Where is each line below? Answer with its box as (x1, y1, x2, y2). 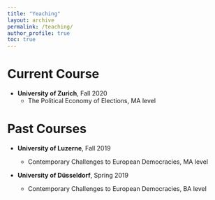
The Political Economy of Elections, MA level (27, 97, 156, 105)
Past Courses (7, 121, 87, 137)
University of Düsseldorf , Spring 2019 (17, 171, 129, 179)
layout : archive (7, 17, 54, 24)
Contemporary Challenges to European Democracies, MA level (27, 157, 208, 166)
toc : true (7, 36, 36, 43)
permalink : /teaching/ (7, 23, 73, 30)
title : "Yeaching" (7, 10, 61, 17)
